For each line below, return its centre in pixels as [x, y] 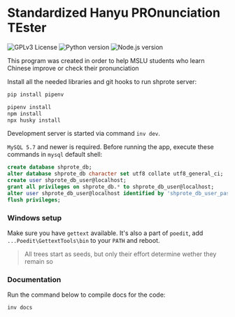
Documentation [34, 279]
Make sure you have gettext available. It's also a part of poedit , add [105, 233]
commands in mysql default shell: [55, 155]
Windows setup [35, 218]
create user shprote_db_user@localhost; [67, 181]
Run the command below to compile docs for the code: [86, 295]
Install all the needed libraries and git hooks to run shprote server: [102, 81]
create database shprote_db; [50, 167]
